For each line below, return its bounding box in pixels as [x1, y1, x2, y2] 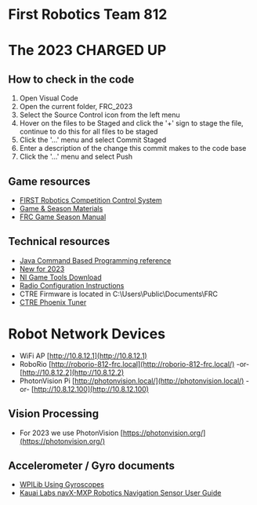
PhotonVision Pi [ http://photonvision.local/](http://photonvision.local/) [19, 375, 244, 386]
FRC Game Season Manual [19, 212, 107, 221]
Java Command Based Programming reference [19, 255, 172, 265]
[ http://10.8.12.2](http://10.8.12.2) [19, 368, 125, 377]
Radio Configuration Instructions [19, 280, 125, 290]
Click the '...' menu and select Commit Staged [19, 135, 167, 145]
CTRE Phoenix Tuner [19, 297, 87, 307]
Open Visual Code [19, 93, 78, 103]
